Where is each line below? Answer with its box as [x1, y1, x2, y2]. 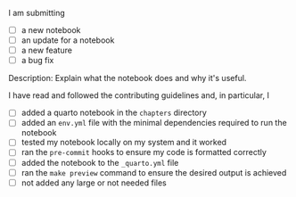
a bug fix [21, 55, 54, 66]
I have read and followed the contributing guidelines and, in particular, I [8, 90, 269, 101]
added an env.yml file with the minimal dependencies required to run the [21, 118, 287, 128]
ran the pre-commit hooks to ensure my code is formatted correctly [21, 147, 267, 158]
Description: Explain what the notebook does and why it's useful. [8, 73, 247, 84]
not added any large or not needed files [21, 177, 167, 188]
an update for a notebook [21, 35, 115, 45]
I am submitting [8, 8, 66, 18]
